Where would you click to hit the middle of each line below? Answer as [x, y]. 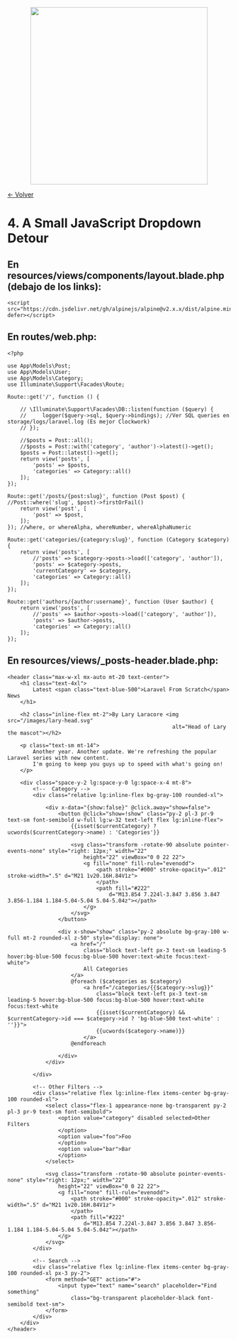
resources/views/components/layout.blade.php [116, 276]
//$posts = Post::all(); [57, 440]
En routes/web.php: [52, 337]
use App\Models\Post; [39, 365]
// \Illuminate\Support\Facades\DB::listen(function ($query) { [117, 409]
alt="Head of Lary [199, 727]
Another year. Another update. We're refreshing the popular [125, 751]
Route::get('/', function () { [53, 397]
